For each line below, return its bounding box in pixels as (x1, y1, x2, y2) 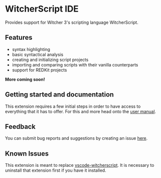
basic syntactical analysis (12, 51, 64, 57)
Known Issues (5, 149, 49, 158)
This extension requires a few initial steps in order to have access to (5, 103, 141, 109)
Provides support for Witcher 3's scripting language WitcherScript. (5, 19, 139, 25)
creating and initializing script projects (12, 57, 89, 63)
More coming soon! (5, 76, 45, 82)
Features (5, 33, 32, 42)
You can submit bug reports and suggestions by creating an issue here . (5, 135, 148, 141)
